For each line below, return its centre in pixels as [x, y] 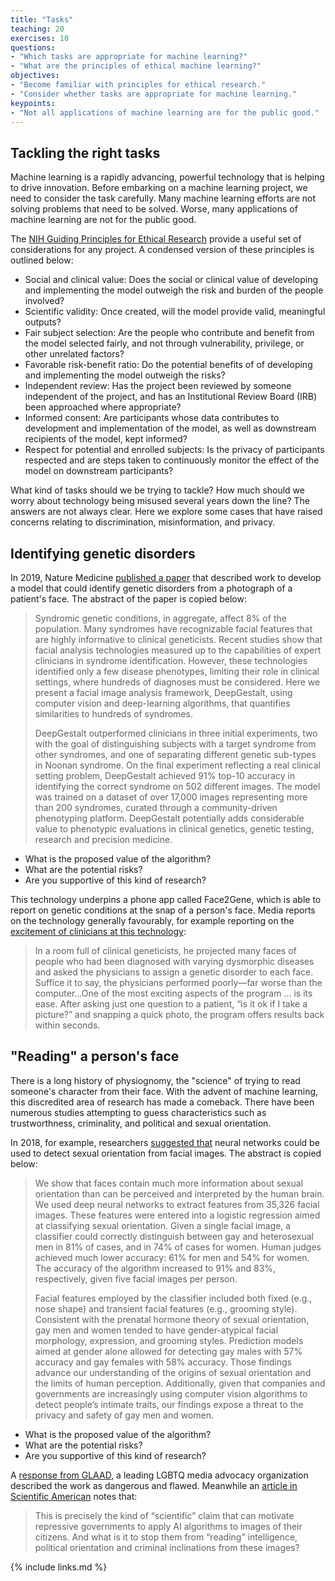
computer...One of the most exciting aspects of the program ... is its [173, 993]
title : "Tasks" [42, 19]
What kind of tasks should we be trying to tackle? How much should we [157, 490]
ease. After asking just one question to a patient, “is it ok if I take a [171, 1004]
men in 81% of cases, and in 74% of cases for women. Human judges [178, 1247]
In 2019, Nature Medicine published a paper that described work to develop [166, 577]
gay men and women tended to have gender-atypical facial [156, 1330]
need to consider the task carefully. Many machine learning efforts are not [163, 198]
